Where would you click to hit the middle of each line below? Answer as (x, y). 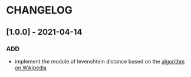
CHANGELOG (39, 10)
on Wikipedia (31, 68)
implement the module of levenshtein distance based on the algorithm (100, 61)
